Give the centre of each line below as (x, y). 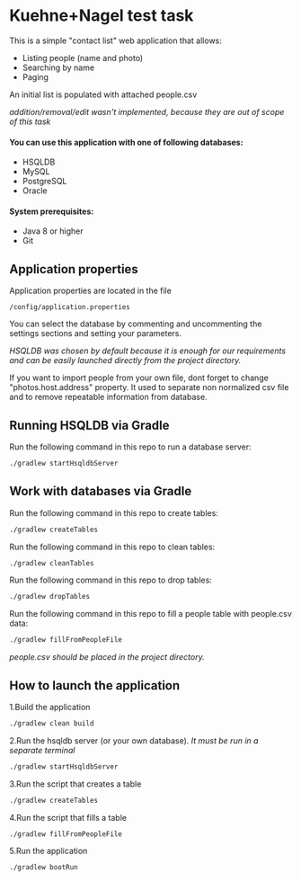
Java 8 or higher (53, 231)
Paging (35, 76)
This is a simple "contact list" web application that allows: (116, 40)
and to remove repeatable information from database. (109, 397)
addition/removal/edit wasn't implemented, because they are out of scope (147, 111)
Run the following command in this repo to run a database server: (130, 447)
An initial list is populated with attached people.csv (103, 94)
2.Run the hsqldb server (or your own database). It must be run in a (134, 740)
